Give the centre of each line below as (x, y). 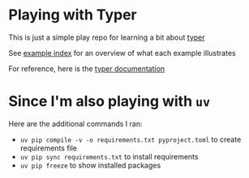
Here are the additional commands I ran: (75, 124)
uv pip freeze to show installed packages (90, 165)
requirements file (49, 148)
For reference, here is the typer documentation (87, 68)
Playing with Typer (73, 15)
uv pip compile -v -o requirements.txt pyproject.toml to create (131, 139)
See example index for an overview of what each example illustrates (122, 53)
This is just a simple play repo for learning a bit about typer (107, 37)
